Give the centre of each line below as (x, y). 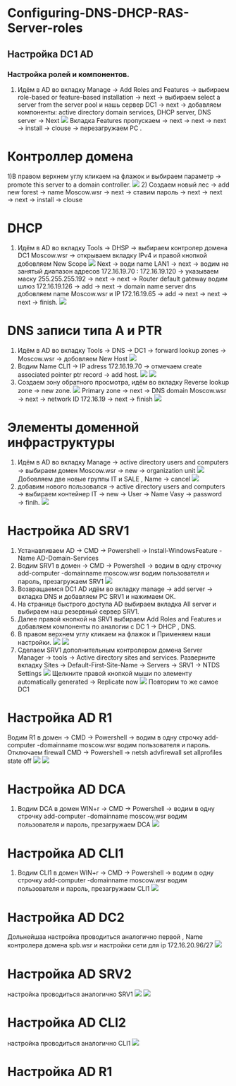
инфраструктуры (61, 442)
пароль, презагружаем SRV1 (61, 581)
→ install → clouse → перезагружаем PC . (80, 128)
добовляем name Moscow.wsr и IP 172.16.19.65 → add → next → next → (122, 293)
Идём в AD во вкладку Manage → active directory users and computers (123, 462)
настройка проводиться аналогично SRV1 (70, 994)
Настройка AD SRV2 (70, 974)
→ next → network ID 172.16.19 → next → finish (85, 399)
